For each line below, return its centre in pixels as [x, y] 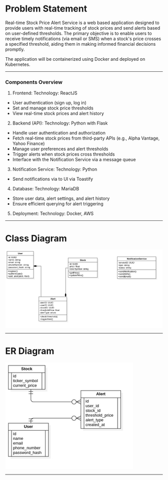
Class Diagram [36, 238]
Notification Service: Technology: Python [55, 169]
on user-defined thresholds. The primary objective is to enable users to [78, 33]
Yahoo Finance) [28, 144]
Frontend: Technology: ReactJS [45, 93]
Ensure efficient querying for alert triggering [58, 204]
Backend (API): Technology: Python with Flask [60, 123]
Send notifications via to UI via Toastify [53, 179]
